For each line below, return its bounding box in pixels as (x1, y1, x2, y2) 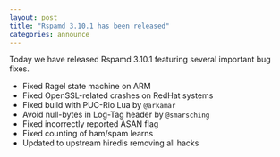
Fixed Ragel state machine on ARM (21, 81, 151, 92)
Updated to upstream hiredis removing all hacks (21, 137, 199, 148)
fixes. (9, 63, 30, 74)
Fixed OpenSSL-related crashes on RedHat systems (21, 90, 214, 101)
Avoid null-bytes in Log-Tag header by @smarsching (21, 109, 210, 120)
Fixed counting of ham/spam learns (21, 128, 154, 139)
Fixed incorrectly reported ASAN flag (21, 119, 159, 129)
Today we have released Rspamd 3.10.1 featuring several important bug (9, 54, 271, 65)
